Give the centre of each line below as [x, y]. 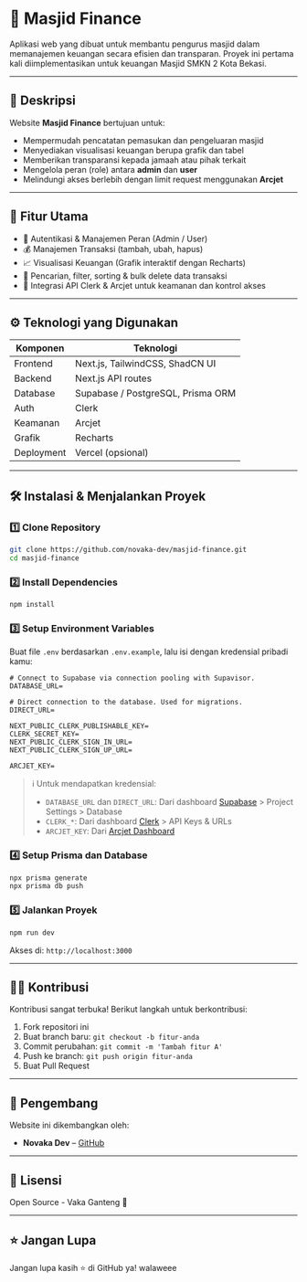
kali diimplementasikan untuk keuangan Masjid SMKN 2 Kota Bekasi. [138, 63]
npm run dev [32, 932]
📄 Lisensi [36, 1180]
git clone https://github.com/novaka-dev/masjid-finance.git [128, 550]
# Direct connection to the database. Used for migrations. [127, 703]
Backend [33, 378]
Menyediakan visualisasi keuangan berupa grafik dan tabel [133, 150]
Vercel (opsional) [111, 453]
